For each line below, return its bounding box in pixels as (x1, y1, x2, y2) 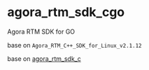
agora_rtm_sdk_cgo (7, 4, 125, 20)
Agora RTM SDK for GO (7, 27, 76, 36)
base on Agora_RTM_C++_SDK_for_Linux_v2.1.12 (7, 41, 142, 49)
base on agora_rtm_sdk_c (7, 54, 82, 63)
